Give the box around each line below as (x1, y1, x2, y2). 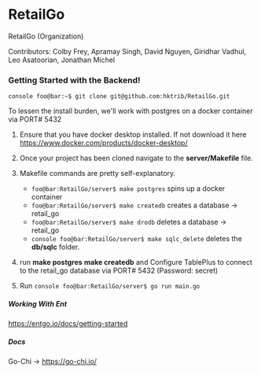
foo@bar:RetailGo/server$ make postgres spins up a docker (31, 184, 226, 193)
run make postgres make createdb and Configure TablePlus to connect (19, 258, 253, 267)
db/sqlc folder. (31, 242, 80, 252)
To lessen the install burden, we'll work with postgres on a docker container (8, 106, 253, 115)
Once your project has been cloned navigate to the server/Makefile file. (19, 153, 253, 163)
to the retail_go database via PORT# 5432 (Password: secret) (19, 266, 219, 276)
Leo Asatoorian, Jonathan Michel (8, 55, 116, 64)
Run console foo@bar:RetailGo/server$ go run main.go (19, 281, 200, 291)
